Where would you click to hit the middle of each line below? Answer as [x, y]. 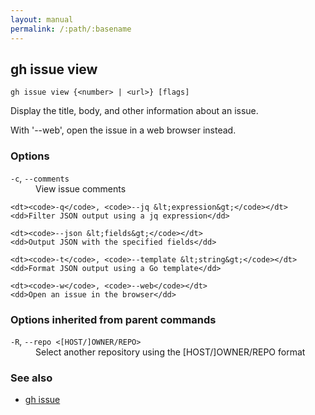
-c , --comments [40, 178]
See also [31, 378]
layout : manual [42, 19]
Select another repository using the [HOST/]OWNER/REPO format [170, 352]
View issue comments [81, 188]
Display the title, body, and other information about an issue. [134, 111]
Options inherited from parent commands [113, 319]
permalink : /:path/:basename [71, 29]
